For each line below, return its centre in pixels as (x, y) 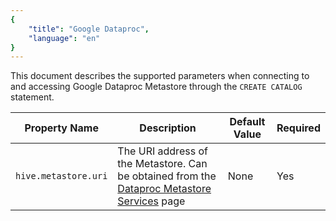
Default (247, 122)
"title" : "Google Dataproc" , (89, 29)
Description (168, 128)
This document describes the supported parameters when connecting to (160, 76)
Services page (151, 201)
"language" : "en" (64, 38)
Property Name (61, 128)
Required (298, 128)
